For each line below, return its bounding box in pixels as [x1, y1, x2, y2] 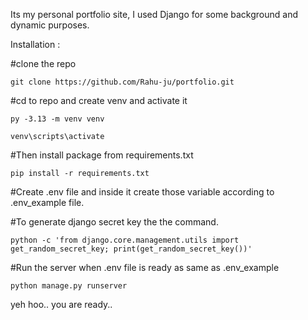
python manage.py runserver [10, 281, 128, 291]
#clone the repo [10, 58, 77, 69]
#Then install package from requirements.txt [10, 149, 194, 161]
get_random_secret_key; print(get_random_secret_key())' [10, 244, 253, 254]
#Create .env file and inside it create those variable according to [10, 186, 275, 198]
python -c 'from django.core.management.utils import [10, 235, 240, 245]
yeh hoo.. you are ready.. [10, 299, 113, 310]
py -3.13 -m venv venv [10, 114, 105, 124]
